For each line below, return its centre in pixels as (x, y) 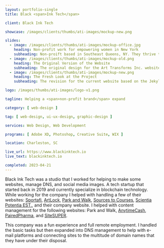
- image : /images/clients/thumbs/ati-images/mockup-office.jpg (75, 45)
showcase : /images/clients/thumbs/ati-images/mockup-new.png (69, 32)
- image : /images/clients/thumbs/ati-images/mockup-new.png (72, 72)
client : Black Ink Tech (29, 23)
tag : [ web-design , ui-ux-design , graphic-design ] (59, 117)
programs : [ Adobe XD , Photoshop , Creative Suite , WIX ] (64, 134)
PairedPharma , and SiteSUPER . (36, 215)
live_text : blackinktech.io (34, 157)
